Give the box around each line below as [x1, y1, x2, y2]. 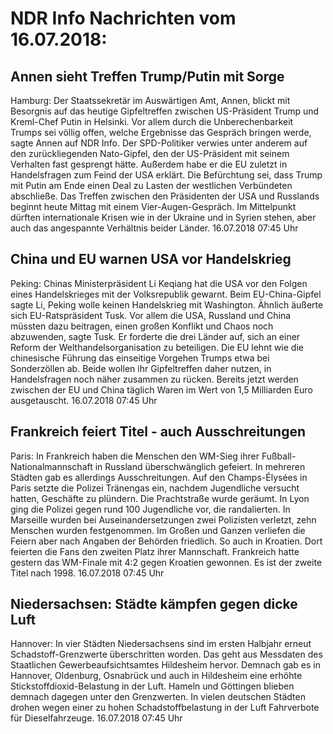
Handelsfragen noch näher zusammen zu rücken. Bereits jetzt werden [10, 373, 299, 385]
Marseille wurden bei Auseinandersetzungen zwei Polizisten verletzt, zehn [10, 513, 317, 526]
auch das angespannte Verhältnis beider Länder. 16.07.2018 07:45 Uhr [10, 222, 299, 234]
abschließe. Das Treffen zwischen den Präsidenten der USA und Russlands [10, 190, 320, 202]
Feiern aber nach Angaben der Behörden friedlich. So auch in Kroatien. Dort [10, 535, 323, 547]
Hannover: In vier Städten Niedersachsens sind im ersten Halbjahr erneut [10, 638, 312, 650]
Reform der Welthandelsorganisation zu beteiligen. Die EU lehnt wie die [10, 341, 304, 353]
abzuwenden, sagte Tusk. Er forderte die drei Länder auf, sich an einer [10, 330, 301, 342]
